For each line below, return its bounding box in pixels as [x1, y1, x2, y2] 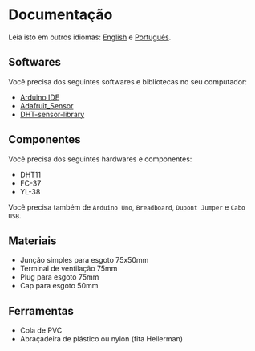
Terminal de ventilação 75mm [19, 263, 118, 274]
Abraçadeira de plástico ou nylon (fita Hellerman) [19, 334, 183, 344]
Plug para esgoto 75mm [19, 272, 99, 282]
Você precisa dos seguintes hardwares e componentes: [8, 154, 192, 164]
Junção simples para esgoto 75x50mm [19, 255, 149, 265]
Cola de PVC [19, 325, 63, 335]
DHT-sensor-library [19, 109, 85, 119]
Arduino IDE [19, 92, 60, 102]
